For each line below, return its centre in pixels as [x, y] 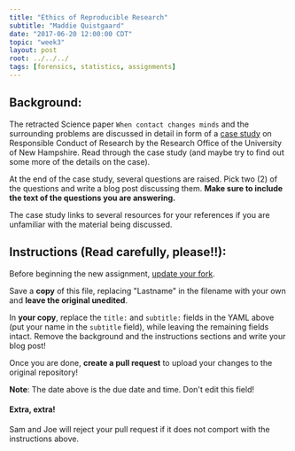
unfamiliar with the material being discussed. [91, 224]
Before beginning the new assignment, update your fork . [112, 273]
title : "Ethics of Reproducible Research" [89, 17]
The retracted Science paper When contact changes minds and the [129, 124]
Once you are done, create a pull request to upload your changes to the [141, 362]
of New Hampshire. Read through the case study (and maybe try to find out [147, 152]
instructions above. [44, 439]
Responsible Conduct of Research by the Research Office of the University [145, 143]
